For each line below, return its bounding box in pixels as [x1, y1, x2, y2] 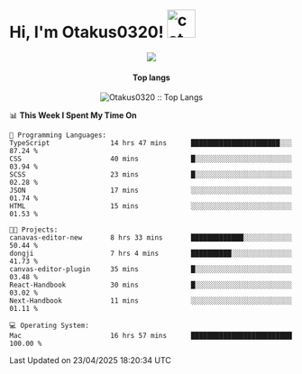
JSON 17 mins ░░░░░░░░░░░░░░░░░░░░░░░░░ [9, 186, 293, 196]
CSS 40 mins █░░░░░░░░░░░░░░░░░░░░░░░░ [9, 154, 293, 164]
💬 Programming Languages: [9, 131, 106, 140]
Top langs [132, 72, 171, 83]
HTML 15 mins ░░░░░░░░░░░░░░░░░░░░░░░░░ [9, 202, 293, 211]
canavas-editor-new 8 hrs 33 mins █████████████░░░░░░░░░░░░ [9, 233, 293, 242]
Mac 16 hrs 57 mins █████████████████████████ [9, 332, 293, 341]
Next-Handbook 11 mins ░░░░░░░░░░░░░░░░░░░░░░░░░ [9, 296, 293, 306]
